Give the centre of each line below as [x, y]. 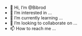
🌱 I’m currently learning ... [36, 18]
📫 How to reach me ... [33, 28]
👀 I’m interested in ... [31, 13]
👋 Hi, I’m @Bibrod [28, 8]
